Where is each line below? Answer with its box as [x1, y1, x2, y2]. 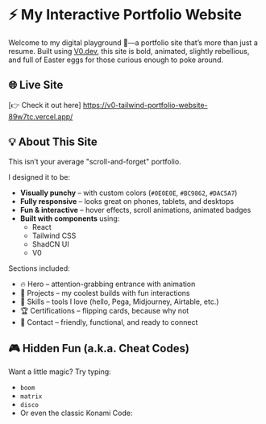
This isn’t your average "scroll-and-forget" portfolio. [8, 156, 181, 166]
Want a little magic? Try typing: [8, 367, 111, 376]
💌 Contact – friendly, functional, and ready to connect [19, 317, 198, 326]
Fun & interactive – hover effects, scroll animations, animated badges [19, 205, 251, 214]
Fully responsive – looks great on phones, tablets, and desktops [19, 196, 235, 206]
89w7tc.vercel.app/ [8, 111, 73, 121]
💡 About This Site [8, 135, 98, 149]
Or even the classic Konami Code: [19, 408, 133, 418]
